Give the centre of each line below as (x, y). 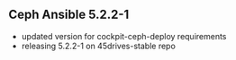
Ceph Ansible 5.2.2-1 (69, 15)
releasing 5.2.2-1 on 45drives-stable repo (99, 46)
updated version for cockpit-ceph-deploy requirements (124, 36)
